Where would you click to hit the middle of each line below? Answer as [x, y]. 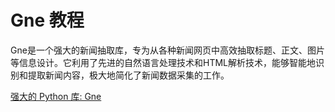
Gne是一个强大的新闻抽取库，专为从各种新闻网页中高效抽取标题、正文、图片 [167, 50]
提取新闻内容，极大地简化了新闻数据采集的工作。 [128, 75]
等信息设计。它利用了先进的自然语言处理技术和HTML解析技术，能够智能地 [163, 62]
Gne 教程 [47, 20]
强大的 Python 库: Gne [56, 96]
